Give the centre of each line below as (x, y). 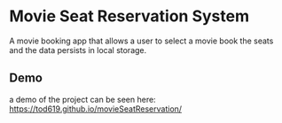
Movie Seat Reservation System (129, 16)
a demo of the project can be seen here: (83, 99)
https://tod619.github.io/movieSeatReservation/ (96, 109)
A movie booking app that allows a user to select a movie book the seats (141, 41)
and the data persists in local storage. (78, 50)
